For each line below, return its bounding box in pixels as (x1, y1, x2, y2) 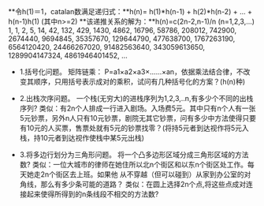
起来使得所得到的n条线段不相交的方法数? (26, 189, 159, 199)
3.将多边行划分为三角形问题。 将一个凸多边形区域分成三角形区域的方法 (19, 150, 250, 159)
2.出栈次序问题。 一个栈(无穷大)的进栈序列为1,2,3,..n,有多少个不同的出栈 (19, 94, 254, 103)
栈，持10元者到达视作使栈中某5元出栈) (19, 133, 144, 142)
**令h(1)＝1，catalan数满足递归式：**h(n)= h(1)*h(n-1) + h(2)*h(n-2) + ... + (8, 7, 252, 16)
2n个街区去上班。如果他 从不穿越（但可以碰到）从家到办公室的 (40, 170, 244, 179)
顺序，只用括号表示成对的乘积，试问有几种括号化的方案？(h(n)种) (33, 77, 246, 86)
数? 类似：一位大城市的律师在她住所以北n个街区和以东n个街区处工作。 (19, 160, 248, 169)
